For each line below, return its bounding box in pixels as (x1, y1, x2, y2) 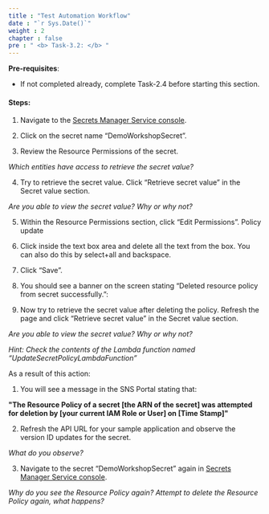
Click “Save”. (19, 266, 63, 275)
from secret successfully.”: (19, 290, 108, 300)
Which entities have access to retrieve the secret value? (8, 162, 194, 172)
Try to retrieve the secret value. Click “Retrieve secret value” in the (19, 177, 241, 187)
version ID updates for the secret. (19, 433, 131, 443)
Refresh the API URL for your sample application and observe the (19, 424, 236, 434)
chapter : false (8, 34, 63, 43)
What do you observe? (8, 448, 84, 458)
